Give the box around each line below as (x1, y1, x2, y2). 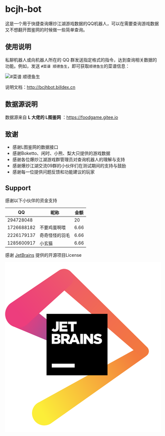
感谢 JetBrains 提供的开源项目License (5, 252, 82, 258)
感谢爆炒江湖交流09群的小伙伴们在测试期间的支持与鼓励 (12, 163, 126, 169)
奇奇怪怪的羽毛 (39, 232, 70, 238)
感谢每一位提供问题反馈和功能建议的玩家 (12, 169, 95, 175)
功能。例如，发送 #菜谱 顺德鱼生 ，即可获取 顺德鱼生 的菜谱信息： (5, 63, 130, 69)
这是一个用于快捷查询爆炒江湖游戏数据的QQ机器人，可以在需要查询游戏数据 (5, 20, 159, 26)
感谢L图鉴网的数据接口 (12, 144, 58, 150)
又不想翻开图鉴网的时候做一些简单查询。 (5, 26, 87, 33)
